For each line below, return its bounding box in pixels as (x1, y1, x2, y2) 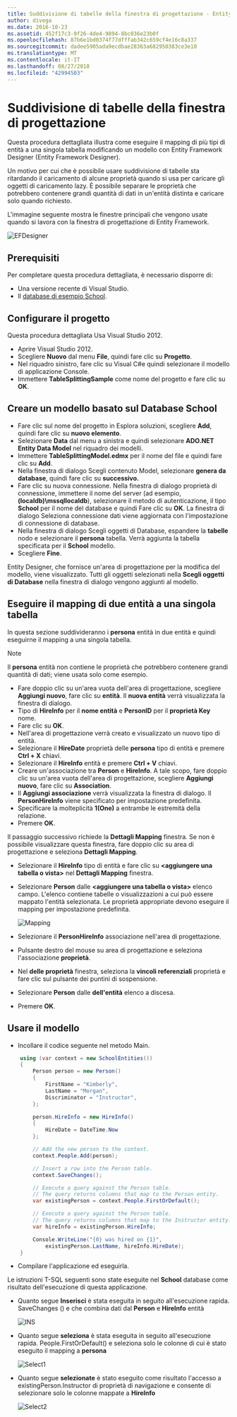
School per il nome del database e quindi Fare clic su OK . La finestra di (17, 504, 224, 512)
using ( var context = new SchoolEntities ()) (20, 1054, 153, 1062)
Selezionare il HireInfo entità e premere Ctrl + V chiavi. (17, 759, 178, 767)
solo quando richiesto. (7, 197, 73, 205)
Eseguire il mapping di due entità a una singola (7, 598, 217, 610)
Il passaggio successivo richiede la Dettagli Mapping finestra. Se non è (7, 832, 215, 840)
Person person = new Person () (32, 1068, 121, 1075)
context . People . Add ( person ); (32, 1152, 119, 1159)
